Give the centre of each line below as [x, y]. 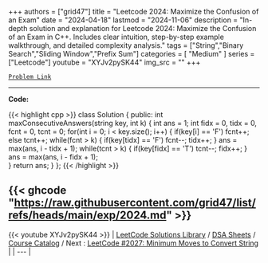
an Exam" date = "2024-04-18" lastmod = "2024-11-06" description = [123, 20]
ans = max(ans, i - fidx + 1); [53, 157]
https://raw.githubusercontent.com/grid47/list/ [135, 203]
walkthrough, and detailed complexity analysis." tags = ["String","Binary [126, 45]
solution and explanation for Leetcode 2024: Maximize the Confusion [143, 28]
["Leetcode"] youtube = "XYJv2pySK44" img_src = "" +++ [104, 62]
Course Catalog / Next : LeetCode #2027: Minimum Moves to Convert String [134, 243]
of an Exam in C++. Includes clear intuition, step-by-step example [116, 37]
